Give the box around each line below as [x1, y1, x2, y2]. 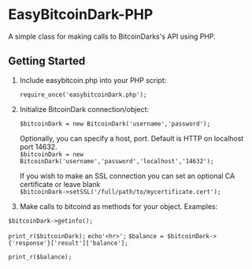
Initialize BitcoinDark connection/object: [19, 104, 150, 114]
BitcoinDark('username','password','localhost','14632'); [19, 157, 214, 165]
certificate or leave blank [19, 179, 101, 189]
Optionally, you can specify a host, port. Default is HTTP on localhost [19, 133, 244, 143]
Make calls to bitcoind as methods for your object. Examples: [19, 201, 218, 211]
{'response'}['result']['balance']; [8, 239, 128, 247]
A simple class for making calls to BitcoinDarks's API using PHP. [8, 32, 217, 41]
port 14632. [19, 142, 57, 151]
